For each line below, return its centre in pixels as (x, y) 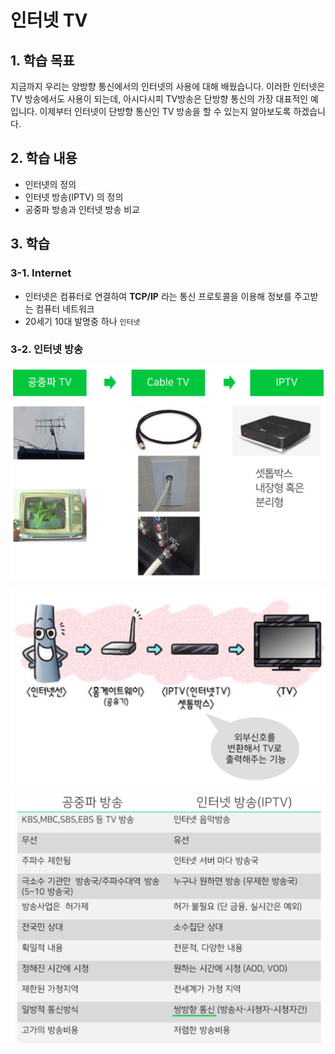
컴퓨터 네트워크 (65, 308)
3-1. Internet (41, 273)
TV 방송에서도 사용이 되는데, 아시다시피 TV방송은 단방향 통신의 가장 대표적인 (159, 99)
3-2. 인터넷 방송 (47, 349)
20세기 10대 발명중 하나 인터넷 (82, 321)
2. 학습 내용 (44, 158)
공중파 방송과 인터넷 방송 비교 (82, 209)
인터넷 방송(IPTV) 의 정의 (74, 197)
